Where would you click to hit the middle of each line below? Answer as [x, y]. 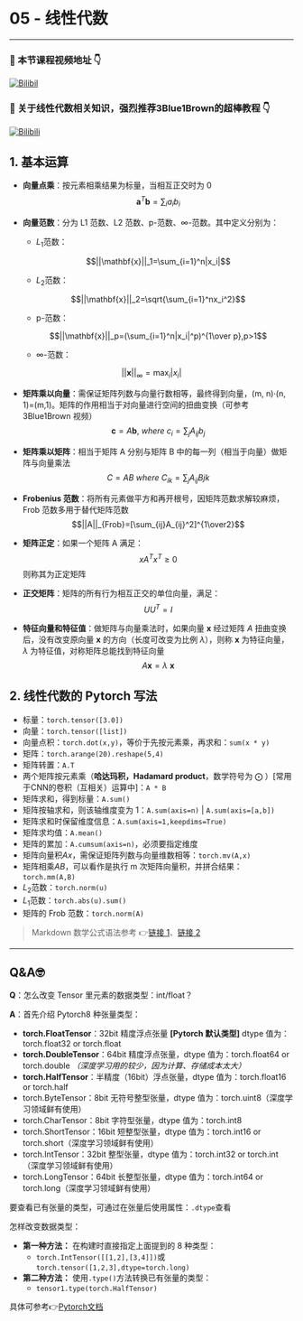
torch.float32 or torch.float [72, 1044]
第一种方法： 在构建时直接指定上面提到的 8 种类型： [119, 1246]
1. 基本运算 [39, 162]
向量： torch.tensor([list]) [75, 730]
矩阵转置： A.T [48, 765]
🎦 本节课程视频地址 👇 [55, 60]
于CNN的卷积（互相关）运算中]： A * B [94, 787]
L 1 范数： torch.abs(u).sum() [74, 901]
